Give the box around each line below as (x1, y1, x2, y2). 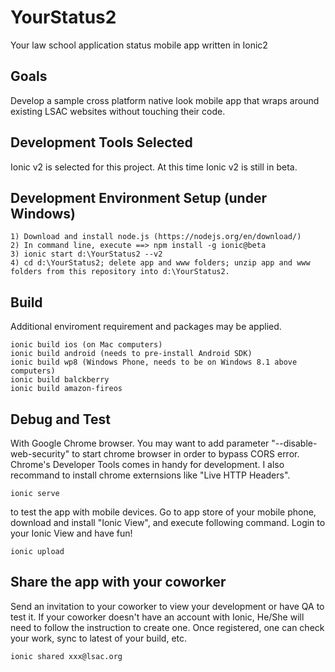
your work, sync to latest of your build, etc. (10, 632, 188, 644)
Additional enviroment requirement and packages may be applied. (10, 321, 282, 333)
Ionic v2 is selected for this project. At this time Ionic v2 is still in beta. (10, 161, 298, 173)
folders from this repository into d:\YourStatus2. (10, 267, 230, 277)
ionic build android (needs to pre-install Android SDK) (10, 349, 253, 359)
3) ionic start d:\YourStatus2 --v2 (10, 249, 163, 260)
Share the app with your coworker (10, 574, 227, 591)
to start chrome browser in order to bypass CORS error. (71, 448, 300, 460)
